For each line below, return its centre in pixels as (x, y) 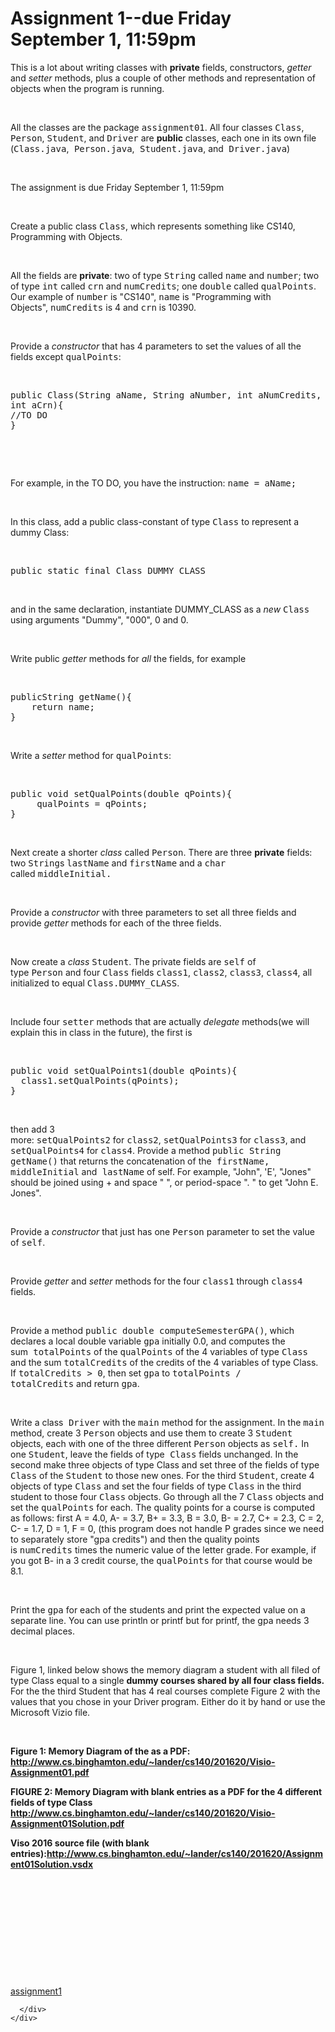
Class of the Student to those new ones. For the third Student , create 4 (162, 1475)
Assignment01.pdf (50, 1772)
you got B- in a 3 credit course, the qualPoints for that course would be (161, 1560)
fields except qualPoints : (66, 356)
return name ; (63, 706)
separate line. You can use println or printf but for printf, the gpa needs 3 (160, 1620)
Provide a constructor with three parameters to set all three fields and (153, 912)
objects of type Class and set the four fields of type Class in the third (156, 1486)
